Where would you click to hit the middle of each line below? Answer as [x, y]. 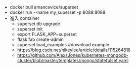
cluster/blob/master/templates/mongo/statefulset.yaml [73, 60]
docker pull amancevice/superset [44, 7]
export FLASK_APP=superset [47, 34]
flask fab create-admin [40, 39]
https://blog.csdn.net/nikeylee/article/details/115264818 [74, 50]
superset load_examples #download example [63, 45]
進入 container [24, 18]
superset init [30, 29]
